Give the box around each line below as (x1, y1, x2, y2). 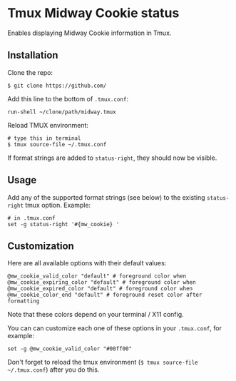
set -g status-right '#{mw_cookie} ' (7, 220, 120, 228)
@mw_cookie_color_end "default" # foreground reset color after (7, 291, 202, 299)
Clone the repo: (7, 68, 53, 76)
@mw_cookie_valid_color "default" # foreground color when (7, 273, 187, 280)
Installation (7, 49, 58, 61)
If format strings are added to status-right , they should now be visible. (7, 153, 217, 162)
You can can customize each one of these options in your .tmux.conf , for (7, 324, 222, 332)
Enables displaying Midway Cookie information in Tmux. (7, 29, 172, 37)
